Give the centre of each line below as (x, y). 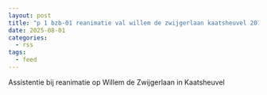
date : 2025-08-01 (37, 30)
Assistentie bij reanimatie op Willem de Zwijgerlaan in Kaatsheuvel (116, 82)
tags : (17, 52)
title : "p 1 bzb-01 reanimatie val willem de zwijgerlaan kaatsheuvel (128, 23)
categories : (28, 38)
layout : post (30, 15)
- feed (26, 60)
